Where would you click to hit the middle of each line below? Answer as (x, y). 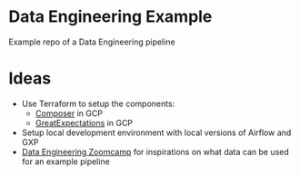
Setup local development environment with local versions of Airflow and (156, 132)
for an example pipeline (65, 161)
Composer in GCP (69, 113)
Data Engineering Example (110, 17)
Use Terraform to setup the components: (98, 103)
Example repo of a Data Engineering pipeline (92, 42)
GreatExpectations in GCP (84, 122)
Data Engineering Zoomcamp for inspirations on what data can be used (155, 152)
